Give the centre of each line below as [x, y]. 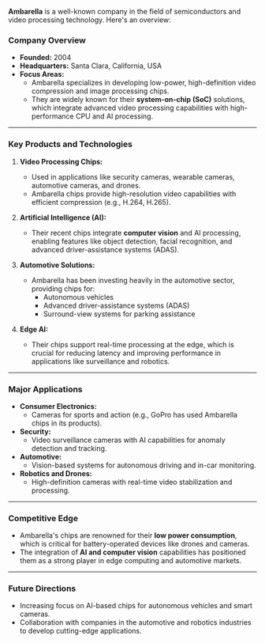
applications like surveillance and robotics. [101, 361]
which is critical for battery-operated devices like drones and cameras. [134, 544]
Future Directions [42, 588]
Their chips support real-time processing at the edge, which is [132, 344]
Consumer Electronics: [58, 406]
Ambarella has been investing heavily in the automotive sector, [133, 280]
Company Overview [47, 40]
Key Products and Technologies [70, 144]
